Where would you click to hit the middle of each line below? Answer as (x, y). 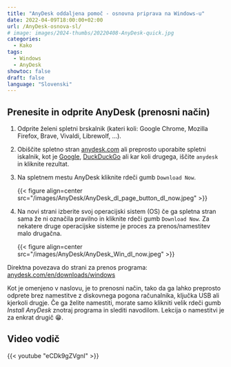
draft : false (26, 78)
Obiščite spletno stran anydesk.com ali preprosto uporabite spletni (111, 150)
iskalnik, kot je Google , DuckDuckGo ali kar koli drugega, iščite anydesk (118, 157)
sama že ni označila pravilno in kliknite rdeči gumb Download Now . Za (113, 219)
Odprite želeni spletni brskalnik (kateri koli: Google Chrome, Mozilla (112, 129)
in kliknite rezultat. (43, 164)
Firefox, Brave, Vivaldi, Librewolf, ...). (69, 136)
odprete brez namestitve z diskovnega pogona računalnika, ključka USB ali (113, 296)
